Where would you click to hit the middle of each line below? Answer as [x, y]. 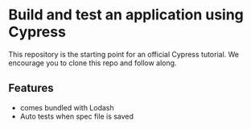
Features [31, 88]
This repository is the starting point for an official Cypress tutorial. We [124, 54]
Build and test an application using [126, 15]
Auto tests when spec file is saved [77, 116]
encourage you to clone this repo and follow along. [93, 63]
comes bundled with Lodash [67, 107]
